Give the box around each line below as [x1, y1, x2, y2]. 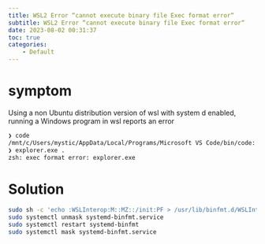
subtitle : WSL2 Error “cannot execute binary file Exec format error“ [8, 19, 245, 27]
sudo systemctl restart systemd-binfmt [8, 221, 140, 229]
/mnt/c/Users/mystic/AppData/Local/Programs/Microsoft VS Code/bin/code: [8, 139, 256, 146]
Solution [8, 180, 65, 198]
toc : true [8, 33, 41, 42]
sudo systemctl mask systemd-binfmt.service [8, 228, 157, 236]
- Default [22, 48, 55, 56]
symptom [8, 82, 73, 100]
